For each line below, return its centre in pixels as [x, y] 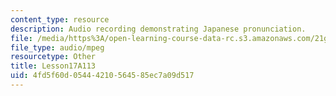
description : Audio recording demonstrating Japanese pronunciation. [158, 29]
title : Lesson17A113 [53, 66]
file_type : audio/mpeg [57, 47]
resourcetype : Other [53, 57]
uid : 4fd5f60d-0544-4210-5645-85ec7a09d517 [102, 76]
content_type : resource [60, 19]
